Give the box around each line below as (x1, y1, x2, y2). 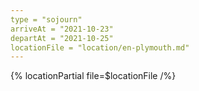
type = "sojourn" (10, 14, 83, 25)
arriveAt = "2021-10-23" (10, 24, 114, 34)
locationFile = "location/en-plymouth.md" (10, 42, 190, 53)
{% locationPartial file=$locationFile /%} (10, 70, 177, 82)
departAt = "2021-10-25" (10, 33, 114, 43)
